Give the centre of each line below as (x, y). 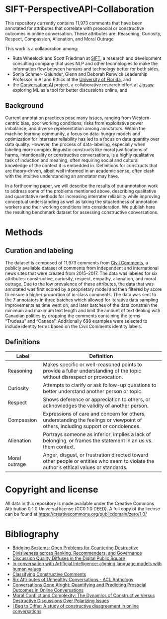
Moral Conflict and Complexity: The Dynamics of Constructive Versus (83, 596)
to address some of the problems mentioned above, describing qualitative (81, 191)
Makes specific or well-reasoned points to (92, 364)
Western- (142, 118)
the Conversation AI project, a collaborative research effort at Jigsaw (83, 85)
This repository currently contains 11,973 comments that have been (74, 23)
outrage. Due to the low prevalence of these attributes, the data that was (80, 284)
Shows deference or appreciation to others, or (97, 399)
